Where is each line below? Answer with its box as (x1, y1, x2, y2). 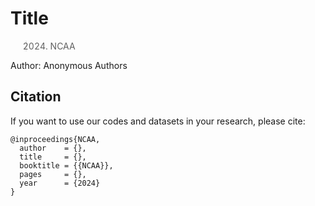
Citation (10, 88, 62, 106)
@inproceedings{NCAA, (10, 134, 101, 144)
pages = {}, (19, 169, 87, 179)
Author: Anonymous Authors (10, 59, 128, 71)
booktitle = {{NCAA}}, (19, 160, 114, 171)
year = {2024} (19, 178, 101, 188)
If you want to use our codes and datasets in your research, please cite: (10, 115, 306, 127)
